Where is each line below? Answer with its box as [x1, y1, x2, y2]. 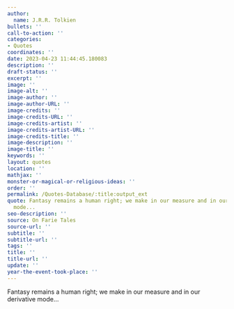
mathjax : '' [7, 172, 42, 178]
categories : [7, 36, 42, 43]
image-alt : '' [7, 87, 49, 94]
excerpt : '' [7, 74, 42, 82]
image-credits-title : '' [7, 133, 79, 140]
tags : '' [7, 242, 33, 250]
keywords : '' [7, 152, 45, 160]
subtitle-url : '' [7, 236, 58, 243]
